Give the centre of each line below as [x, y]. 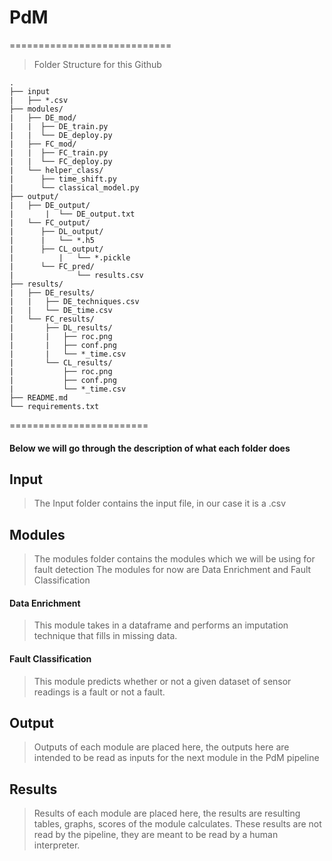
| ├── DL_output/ [56, 231]
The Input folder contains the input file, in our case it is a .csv [160, 503]
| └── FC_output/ [50, 222]
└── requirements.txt [54, 406]
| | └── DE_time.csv [61, 310]
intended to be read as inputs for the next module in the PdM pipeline [176, 758]
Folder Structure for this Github [97, 64]
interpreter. [57, 845]
